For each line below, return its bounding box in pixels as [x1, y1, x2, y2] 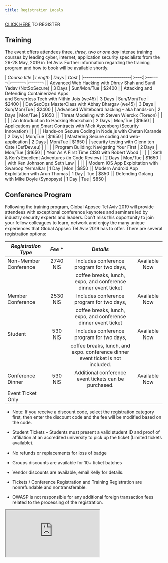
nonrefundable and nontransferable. [12, 484, 87, 490]
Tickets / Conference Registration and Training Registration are [12, 479, 142, 485]
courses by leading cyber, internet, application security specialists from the [5, 54, 160, 60]
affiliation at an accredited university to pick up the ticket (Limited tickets [12, 435, 162, 441]
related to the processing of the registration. [12, 499, 103, 505]
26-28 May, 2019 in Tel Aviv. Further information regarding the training [5, 60, 150, 66]
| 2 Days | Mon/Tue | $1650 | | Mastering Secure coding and [5, 134, 129, 140]
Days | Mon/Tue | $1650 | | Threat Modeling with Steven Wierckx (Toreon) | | [5, 112, 163, 118]
